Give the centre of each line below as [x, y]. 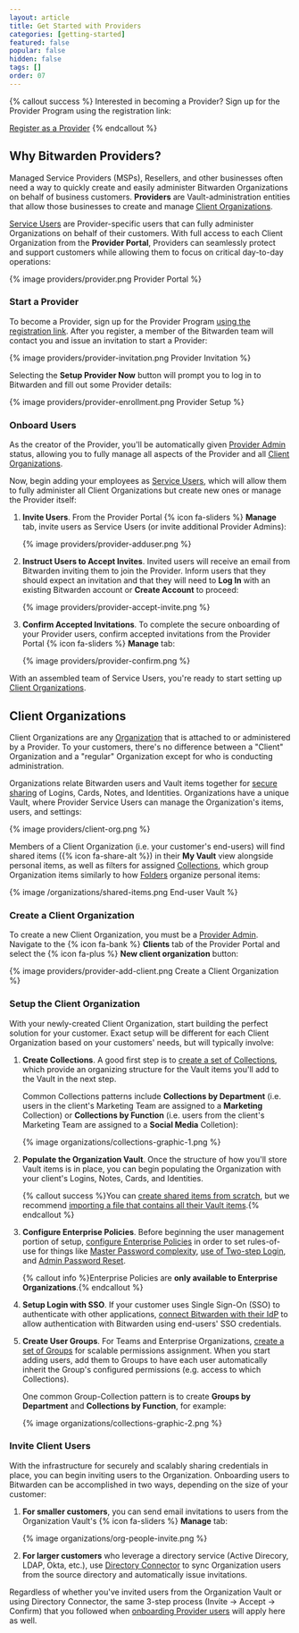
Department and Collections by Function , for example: [124, 1406]
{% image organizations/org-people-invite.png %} [115, 1538]
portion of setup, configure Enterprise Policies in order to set [133, 1241]
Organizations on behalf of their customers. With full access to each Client [146, 233]
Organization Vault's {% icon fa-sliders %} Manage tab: [125, 1520]
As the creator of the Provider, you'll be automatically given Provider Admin [148, 444]
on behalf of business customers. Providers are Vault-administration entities [150, 197]
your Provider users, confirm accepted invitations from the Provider [146, 634]
